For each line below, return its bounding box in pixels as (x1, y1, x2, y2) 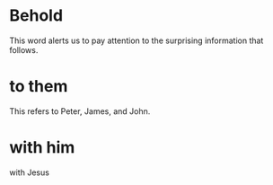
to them (9, 76, 68, 97)
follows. (9, 44, 39, 55)
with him (9, 137, 75, 158)
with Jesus (9, 167, 49, 178)
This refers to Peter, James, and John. (9, 105, 151, 117)
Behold (9, 5, 64, 26)
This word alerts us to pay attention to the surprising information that (9, 35, 264, 46)
